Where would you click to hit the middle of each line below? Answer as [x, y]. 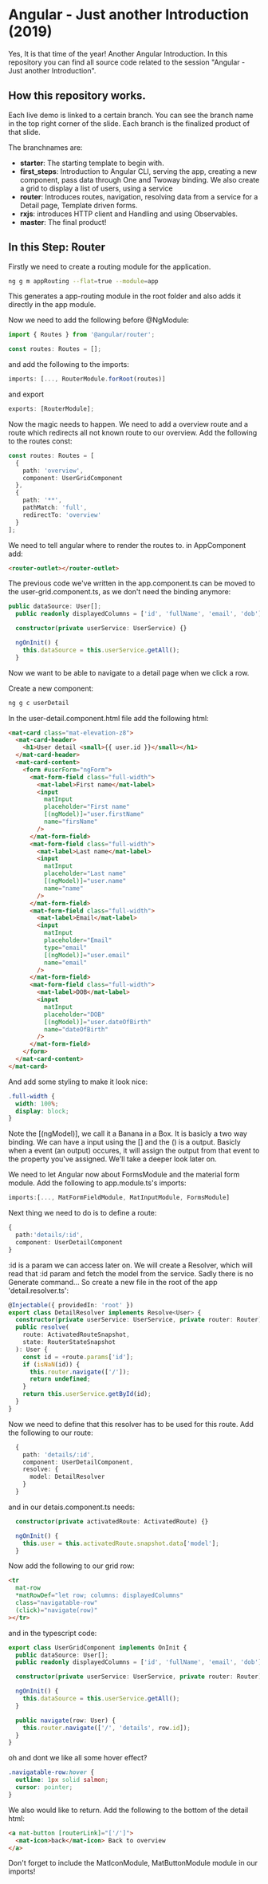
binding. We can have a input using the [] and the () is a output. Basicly [124, 1142]
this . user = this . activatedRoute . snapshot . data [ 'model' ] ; [121, 1543]
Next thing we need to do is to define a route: [83, 1213]
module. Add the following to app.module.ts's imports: [97, 1183]
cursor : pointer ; [44, 1787]
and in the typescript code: [53, 1633]
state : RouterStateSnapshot [69, 1342]
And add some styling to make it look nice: [78, 1082]
